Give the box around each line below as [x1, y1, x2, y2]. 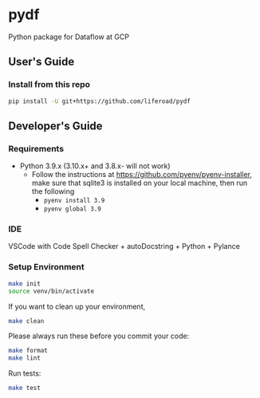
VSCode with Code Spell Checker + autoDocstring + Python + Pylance [8, 242, 241, 251]
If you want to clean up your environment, [8, 301, 146, 311]
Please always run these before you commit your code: [8, 331, 190, 341]
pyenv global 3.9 [43, 205, 101, 213]
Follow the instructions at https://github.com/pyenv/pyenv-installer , [31, 170, 253, 179]
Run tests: [8, 368, 41, 378]
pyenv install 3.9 [43, 197, 105, 205]
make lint [8, 354, 41, 362]
